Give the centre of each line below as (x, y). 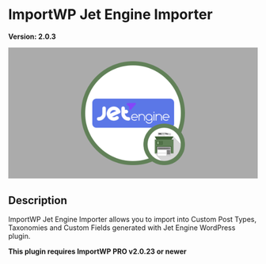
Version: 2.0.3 (32, 36)
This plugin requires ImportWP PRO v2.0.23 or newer (97, 251)
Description (38, 200)
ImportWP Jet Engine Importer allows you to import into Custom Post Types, (133, 220)
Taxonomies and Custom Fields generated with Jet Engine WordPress (122, 228)
